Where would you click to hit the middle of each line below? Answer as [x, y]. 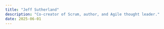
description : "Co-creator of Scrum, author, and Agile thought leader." [82, 14]
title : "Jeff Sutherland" [32, 10]
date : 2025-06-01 [23, 19]
